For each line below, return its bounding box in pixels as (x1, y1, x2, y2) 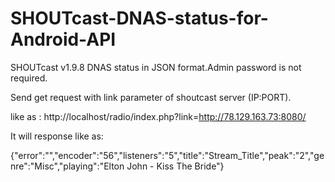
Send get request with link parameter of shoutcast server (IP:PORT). (10, 91, 292, 103)
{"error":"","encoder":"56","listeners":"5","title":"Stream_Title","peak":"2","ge (10, 149, 325, 161)
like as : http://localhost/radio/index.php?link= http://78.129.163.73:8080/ (10, 110, 307, 122)
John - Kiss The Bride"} (126, 160, 225, 172)
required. (10, 72, 48, 84)
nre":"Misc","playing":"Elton (10, 160, 125, 172)
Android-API (10, 28, 117, 51)
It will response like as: (10, 130, 104, 142)
